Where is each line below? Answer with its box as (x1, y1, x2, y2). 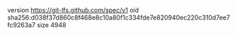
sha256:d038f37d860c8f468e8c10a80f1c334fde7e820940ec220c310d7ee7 (7, 13, 231, 22)
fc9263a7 (7, 21, 36, 29)
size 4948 (37, 21, 67, 29)
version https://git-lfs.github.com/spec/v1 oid (7, 6, 139, 14)
